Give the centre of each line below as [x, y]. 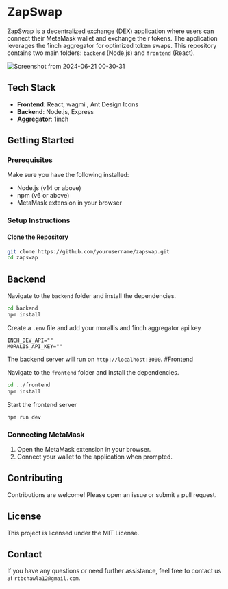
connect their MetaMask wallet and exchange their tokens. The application [112, 38]
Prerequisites [30, 160]
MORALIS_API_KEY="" [35, 346]
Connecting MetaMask [46, 435]
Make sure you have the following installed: [68, 175]
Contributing [35, 478]
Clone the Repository [38, 237]
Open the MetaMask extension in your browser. [84, 449]
